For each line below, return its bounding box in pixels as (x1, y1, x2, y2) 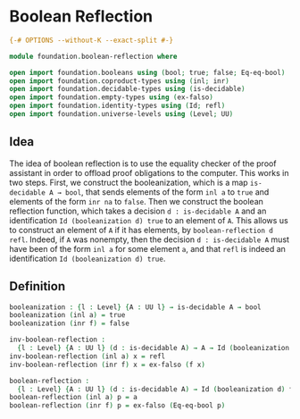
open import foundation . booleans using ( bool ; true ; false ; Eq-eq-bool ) (9, 68, 286, 77)
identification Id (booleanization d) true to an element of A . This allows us (9, 214, 288, 225)
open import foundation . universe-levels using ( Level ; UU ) (9, 110, 234, 119)
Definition (9, 279, 65, 294)
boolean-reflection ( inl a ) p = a (9, 393, 138, 402)
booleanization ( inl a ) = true (9, 311, 126, 320)
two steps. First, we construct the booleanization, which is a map (9, 177, 248, 188)
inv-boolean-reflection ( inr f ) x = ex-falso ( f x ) (9, 360, 205, 369)
